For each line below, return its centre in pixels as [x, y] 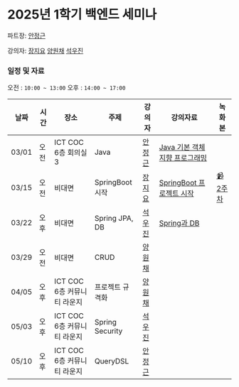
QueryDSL [112, 361]
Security [108, 331]
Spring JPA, [114, 219]
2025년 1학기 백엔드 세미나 [82, 15]
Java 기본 [175, 148]
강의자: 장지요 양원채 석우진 [46, 50]
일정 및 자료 [26, 70]
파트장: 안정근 [27, 36]
